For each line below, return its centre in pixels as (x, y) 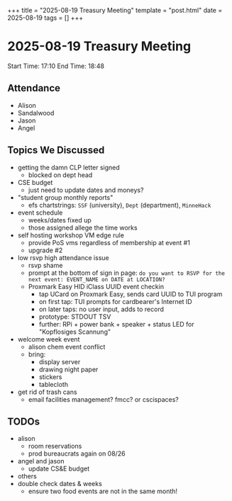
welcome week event (49, 339)
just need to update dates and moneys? (86, 190)
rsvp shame (45, 265)
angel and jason (41, 461)
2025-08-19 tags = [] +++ (45, 18)
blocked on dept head (60, 175)
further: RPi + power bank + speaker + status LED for (116, 324)
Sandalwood (36, 113)
